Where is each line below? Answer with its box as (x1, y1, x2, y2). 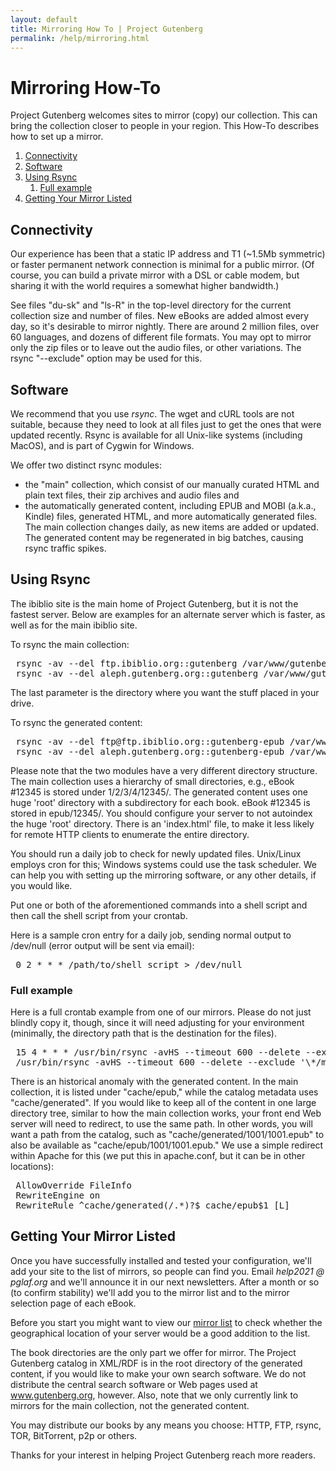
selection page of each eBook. (10, 1297, 137, 1309)
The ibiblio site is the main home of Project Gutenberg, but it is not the (10, 597, 299, 610)
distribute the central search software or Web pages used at (10, 1378, 258, 1390)
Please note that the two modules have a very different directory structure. (10, 764, 318, 776)
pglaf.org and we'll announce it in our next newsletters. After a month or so (10, 1276, 320, 1288)
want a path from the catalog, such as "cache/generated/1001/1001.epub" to (10, 1129, 325, 1141)
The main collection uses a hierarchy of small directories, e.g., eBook (10, 775, 295, 787)
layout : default (10, 14, 78, 25)
